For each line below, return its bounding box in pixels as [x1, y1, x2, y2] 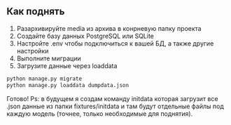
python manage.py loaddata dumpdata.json [6, 81, 129, 88]
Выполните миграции [16, 54, 81, 63]
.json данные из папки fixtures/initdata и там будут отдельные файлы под [6, 102, 225, 110]
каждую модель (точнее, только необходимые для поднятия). [6, 109, 193, 118]
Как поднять [6, 6, 65, 18]
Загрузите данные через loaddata [16, 61, 118, 70]
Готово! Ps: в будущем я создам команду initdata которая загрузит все [6, 94, 218, 103]
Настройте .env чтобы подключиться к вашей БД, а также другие [16, 39, 214, 48]
